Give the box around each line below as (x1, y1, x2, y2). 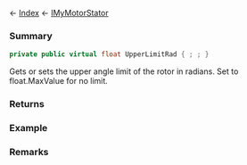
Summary (9, 29, 54, 42)
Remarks (9, 145, 49, 158)
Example (9, 122, 48, 135)
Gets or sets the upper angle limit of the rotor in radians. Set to (9, 66, 239, 77)
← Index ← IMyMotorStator (9, 8, 109, 18)
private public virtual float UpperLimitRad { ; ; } (9, 50, 210, 59)
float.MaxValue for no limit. (9, 76, 109, 87)
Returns (9, 98, 45, 111)
